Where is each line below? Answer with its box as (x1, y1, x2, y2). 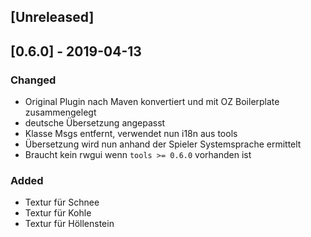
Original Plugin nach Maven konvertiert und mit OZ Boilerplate (24, 96, 280, 108)
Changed (10, 73, 57, 87)
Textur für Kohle (24, 207, 92, 219)
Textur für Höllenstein (24, 218, 115, 230)
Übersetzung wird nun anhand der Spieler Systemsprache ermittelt (24, 138, 302, 150)
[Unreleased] (10, 9, 95, 26)
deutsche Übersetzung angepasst (24, 117, 166, 129)
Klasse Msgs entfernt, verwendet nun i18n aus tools (24, 128, 238, 140)
